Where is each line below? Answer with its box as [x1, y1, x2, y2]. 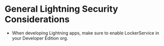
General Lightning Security [4, 3, 118, 15]
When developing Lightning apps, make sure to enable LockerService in [11, 30, 160, 36]
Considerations [4, 14, 70, 25]
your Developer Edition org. [11, 35, 68, 41]
